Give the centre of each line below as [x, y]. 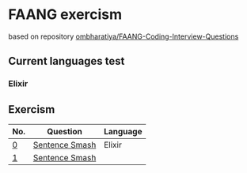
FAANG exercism [65, 15]
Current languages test [66, 61]
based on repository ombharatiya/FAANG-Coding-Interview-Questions [123, 36]
